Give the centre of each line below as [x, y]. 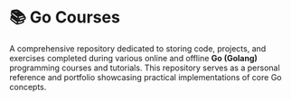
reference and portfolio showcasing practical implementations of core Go [145, 77]
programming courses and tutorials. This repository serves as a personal [145, 68]
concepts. [28, 87]
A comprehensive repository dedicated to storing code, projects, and [138, 48]
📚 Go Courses [65, 18]
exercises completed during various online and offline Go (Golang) [133, 58]
